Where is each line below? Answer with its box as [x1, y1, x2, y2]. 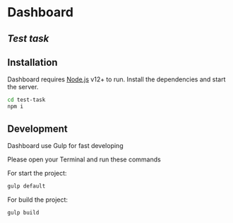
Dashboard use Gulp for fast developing [7, 141, 124, 149]
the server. [7, 83, 39, 91]
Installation [7, 56, 58, 68]
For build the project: [7, 195, 68, 204]
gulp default [7, 182, 46, 190]
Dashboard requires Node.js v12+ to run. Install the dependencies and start [7, 75, 226, 84]
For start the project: [7, 168, 67, 177]
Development [7, 122, 68, 135]
